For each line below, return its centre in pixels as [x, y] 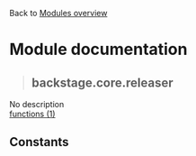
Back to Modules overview [58, 13]
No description [37, 104]
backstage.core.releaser [102, 83]
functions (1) [32, 114]
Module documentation [98, 50]
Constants [39, 142]
